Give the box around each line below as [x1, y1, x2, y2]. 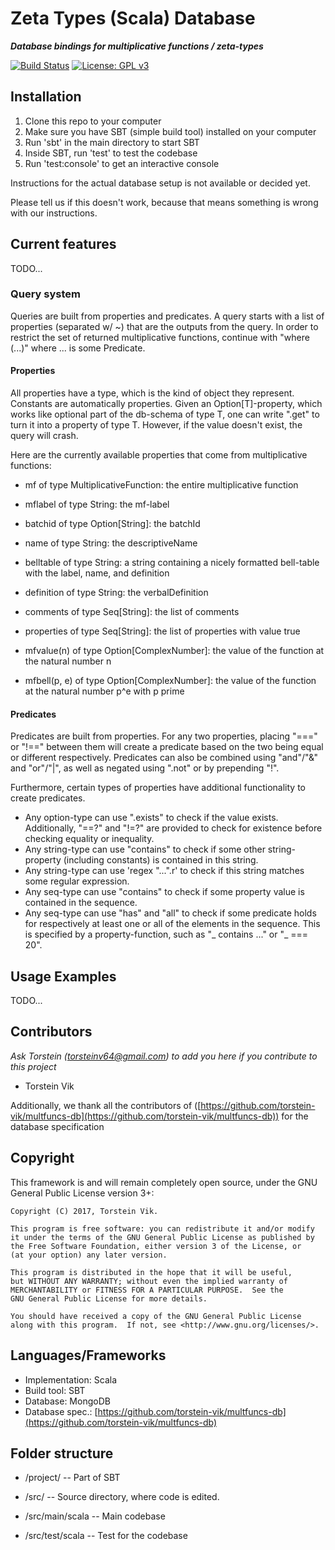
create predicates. [10, 792, 86, 804]
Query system [10, 287, 81, 301]
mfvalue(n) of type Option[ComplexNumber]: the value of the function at [24, 645, 325, 657]
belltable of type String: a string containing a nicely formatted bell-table [24, 557, 320, 569]
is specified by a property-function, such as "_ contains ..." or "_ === [24, 928, 309, 941]
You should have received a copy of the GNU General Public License [10, 1311, 302, 1321]
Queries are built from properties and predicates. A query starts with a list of [10, 310, 325, 322]
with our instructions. [10, 207, 98, 219]
